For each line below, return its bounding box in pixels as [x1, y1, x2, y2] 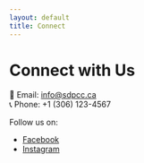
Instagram [21, 144, 60, 155]
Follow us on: [9, 117, 58, 128]
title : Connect [9, 21, 66, 30]
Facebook [21, 134, 60, 145]
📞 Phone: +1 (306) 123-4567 [9, 99, 112, 110]
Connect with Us [9, 60, 136, 81]
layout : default [9, 13, 70, 22]
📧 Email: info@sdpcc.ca [9, 90, 97, 100]
